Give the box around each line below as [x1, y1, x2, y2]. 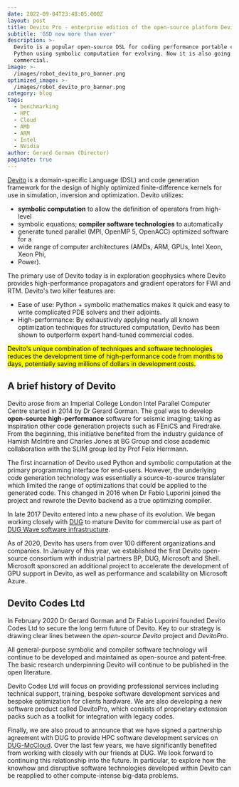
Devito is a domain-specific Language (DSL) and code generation [7, 175, 200, 184]
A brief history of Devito [7, 380, 116, 392]
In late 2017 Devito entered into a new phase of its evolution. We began [7, 510, 216, 518]
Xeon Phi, [17, 250, 46, 259]
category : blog [7, 90, 53, 97]
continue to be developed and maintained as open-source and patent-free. [7, 652, 227, 661]
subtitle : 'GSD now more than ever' [7, 30, 116, 38]
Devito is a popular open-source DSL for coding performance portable [14, 43, 228, 51]
